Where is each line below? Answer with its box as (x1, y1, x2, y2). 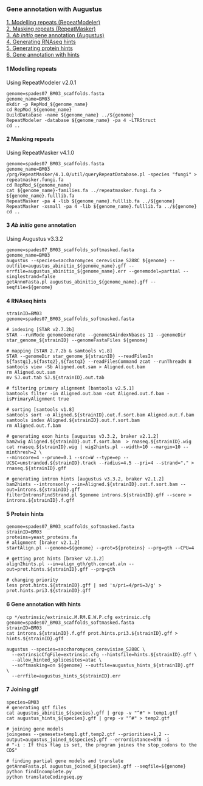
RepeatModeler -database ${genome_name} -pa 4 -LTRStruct (6, 117, 156, 123)
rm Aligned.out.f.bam (6, 423, 61, 429)
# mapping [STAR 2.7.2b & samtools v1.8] (6, 348, 113, 354)
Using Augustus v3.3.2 (6, 235, 64, 242)
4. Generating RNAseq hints (6, 38, 76, 46)
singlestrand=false (6, 273, 56, 279)
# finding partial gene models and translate (6, 758, 123, 764)
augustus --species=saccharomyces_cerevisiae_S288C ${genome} (6, 257, 167, 263)
